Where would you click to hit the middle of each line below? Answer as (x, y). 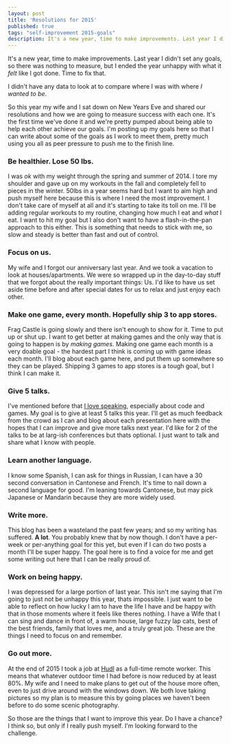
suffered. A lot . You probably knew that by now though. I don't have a (106, 537)
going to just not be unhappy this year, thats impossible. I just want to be (110, 599)
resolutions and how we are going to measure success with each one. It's (112, 115)
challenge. (23, 733)
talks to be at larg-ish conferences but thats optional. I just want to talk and (113, 435)
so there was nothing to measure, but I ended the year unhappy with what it (115, 66)
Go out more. (30, 653)
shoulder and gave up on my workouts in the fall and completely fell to (107, 183)
